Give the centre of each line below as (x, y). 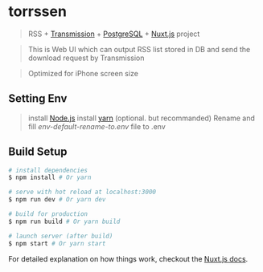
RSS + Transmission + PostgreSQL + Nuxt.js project (114, 34)
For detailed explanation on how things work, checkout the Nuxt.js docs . (128, 258)
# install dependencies (48, 170)
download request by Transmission (86, 58)
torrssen (37, 12)
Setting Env (38, 99)
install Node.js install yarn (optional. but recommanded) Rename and (142, 118)
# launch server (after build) (61, 236)
